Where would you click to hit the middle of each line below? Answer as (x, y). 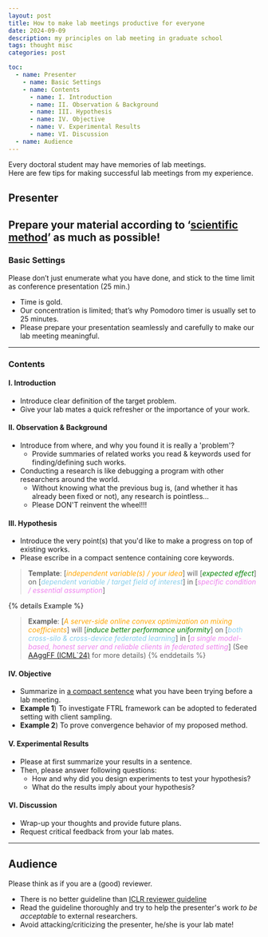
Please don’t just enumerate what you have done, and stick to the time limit (132, 277)
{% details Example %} (46, 606)
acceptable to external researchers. (79, 915)
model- (230, 638)
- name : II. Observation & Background (94, 105)
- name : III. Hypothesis (71, 112)
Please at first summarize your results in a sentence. (106, 761)
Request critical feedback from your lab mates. (97, 831)
